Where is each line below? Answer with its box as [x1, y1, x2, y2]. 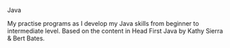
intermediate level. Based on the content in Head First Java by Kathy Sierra [7, 27, 224, 35]
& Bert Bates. [7, 34, 45, 42]
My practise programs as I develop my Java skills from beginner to [7, 19, 199, 27]
